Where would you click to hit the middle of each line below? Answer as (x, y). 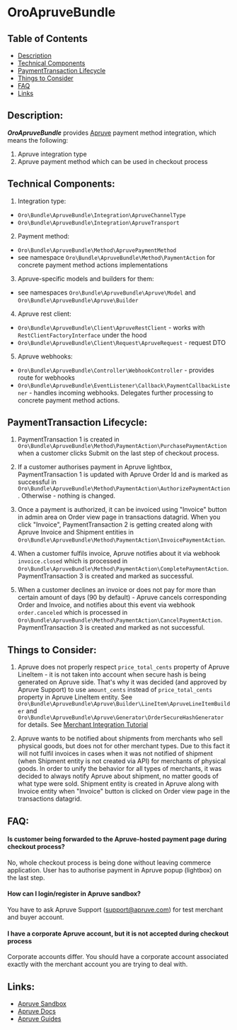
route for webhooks (46, 378)
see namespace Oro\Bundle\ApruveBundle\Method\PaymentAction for (116, 257)
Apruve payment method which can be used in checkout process (113, 161)
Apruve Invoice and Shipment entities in (76, 532)
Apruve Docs (37, 1012)
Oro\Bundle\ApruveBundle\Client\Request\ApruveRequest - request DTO (122, 342)
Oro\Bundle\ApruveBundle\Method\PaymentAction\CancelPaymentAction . (120, 620)
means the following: (38, 140)
